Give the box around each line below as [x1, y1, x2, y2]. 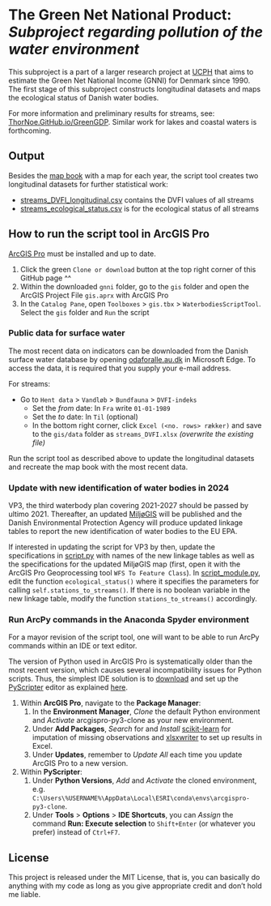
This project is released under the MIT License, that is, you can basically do [8, 873, 260, 882]
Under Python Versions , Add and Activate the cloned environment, [32, 776, 257, 785]
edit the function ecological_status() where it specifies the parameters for [8, 577, 260, 587]
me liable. [8, 890, 41, 900]
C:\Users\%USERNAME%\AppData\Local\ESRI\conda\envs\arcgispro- [32, 794, 251, 803]
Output [8, 149, 44, 163]
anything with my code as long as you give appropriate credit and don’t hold [8, 881, 262, 891]
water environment [8, 41, 140, 58]
